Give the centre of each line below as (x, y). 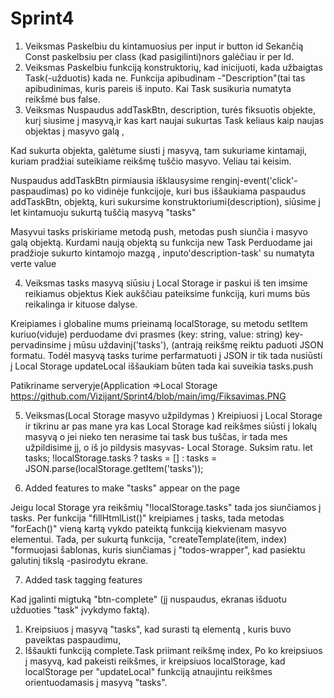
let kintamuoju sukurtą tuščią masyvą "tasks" (103, 212)
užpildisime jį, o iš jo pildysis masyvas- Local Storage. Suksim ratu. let (168, 447)
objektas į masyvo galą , (74, 131)
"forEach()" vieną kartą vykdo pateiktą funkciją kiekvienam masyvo (148, 528)
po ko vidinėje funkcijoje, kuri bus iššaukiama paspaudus (189, 191)
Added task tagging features (83, 579)
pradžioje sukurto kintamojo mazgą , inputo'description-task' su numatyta (162, 253)
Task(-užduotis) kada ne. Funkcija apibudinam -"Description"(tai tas (165, 78)
